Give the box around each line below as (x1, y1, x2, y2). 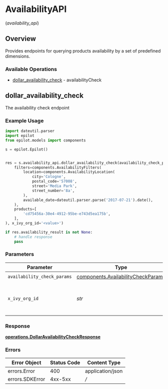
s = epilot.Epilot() (5, 146, 48, 152)
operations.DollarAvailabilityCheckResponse (5, 334, 101, 340)
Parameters (5, 251, 34, 258)
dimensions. (5, 53, 30, 59)
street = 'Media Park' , (31, 183, 77, 188)
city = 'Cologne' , (31, 174, 66, 179)
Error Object (11, 359, 41, 366)
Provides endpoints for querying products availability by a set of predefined (5, 47, 161, 53)
